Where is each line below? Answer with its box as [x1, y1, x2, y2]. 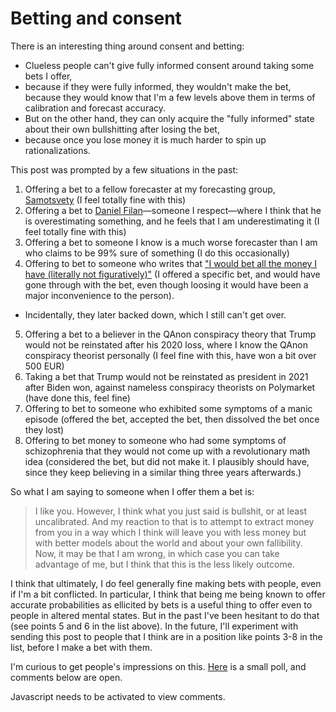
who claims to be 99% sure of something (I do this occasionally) [24, 247, 290, 259]
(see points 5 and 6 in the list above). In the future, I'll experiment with [10, 620, 299, 632]
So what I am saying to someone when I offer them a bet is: [10, 485, 255, 497]
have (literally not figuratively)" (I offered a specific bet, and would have [24, 268, 321, 280]
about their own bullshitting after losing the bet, [24, 123, 220, 135]
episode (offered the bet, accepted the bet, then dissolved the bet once [24, 413, 320, 425]
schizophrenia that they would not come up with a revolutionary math [24, 445, 311, 457]
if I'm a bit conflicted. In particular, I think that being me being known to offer [10, 588, 326, 600]
